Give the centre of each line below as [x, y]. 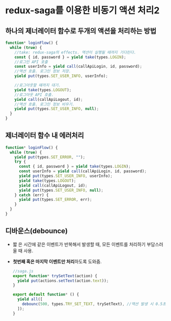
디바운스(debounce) [36, 231]
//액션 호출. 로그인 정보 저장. [43, 71]
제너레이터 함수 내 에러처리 [45, 136]
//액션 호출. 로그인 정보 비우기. [45, 104]
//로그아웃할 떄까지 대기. [38, 85]
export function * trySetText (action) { [55, 276]
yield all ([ [30, 299]
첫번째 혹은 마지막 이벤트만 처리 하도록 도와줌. [57, 261]
